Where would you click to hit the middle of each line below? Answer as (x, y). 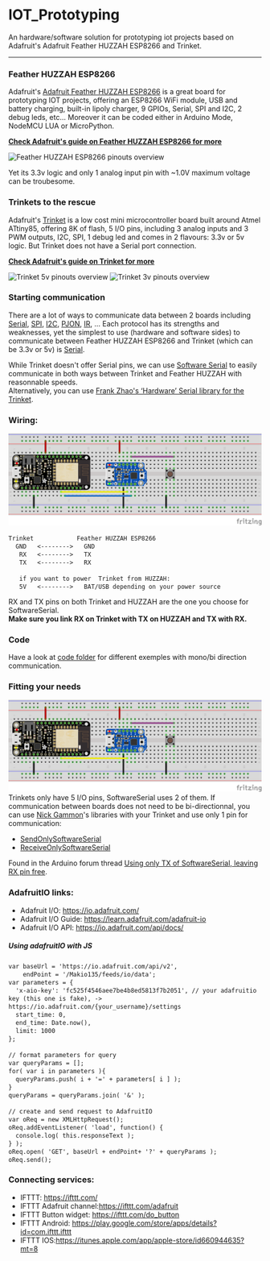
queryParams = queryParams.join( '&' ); (77, 1095)
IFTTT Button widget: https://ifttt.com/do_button (100, 1214)
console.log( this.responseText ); (75, 1135)
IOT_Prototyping (64, 15)
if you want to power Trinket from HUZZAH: (95, 579)
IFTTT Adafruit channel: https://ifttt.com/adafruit (99, 1205)
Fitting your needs (45, 686)
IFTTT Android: (45, 1223)
